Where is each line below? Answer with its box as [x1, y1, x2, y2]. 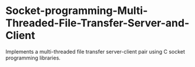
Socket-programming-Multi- [5, 4, 148, 17]
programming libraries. [5, 54, 61, 61]
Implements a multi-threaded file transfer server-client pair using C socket [5, 48, 186, 55]
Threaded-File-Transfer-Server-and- [5, 16, 190, 30]
